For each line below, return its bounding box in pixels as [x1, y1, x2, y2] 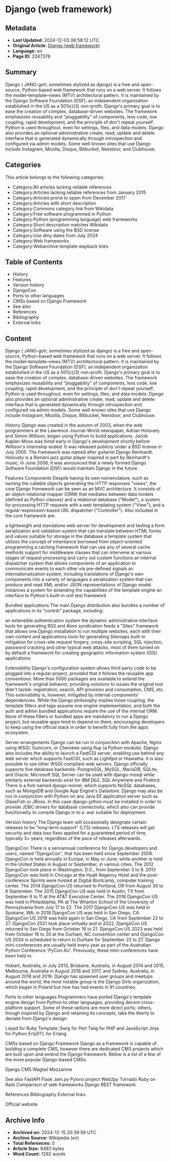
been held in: [5, 953, 33, 959]
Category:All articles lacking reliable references [12, 184, 112, 190]
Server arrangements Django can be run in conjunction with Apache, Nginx [5, 740, 162, 746]
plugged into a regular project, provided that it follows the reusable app [5, 670, 153, 677]
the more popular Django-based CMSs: [5, 1057, 87, 1063]
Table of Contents [5, 258, 63, 266]
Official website [5, 1101, 38, 1107]
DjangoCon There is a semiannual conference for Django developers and [5, 845, 157, 852]
